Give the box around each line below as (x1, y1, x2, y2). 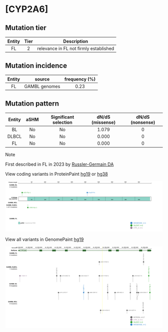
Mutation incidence (5, 61, 67, 70)
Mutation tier (5, 24, 46, 32)
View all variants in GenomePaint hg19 (5, 236, 84, 242)
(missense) (91, 119, 116, 125)
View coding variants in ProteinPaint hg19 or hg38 (5, 171, 108, 177)
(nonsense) (130, 119, 155, 125)
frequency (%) (64, 76, 96, 82)
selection (52, 119, 72, 125)
